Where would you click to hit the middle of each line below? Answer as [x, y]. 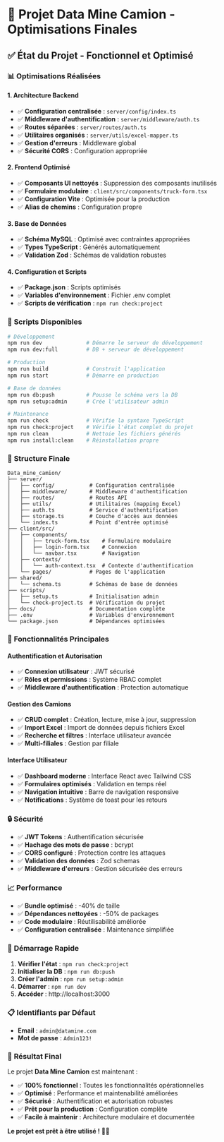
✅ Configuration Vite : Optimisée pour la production [94, 199]
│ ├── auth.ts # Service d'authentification [93, 510]
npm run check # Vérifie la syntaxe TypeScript [96, 421]
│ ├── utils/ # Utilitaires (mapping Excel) [94, 504]
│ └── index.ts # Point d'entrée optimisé [88, 523]
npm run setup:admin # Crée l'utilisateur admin [88, 402]
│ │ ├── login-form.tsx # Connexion [72, 547]
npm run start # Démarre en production [83, 375]
